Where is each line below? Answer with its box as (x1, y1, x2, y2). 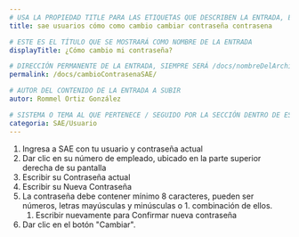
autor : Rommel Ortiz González (9, 94, 122, 103)
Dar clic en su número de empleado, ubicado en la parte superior (21, 152, 262, 163)
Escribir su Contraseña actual (21, 171, 131, 183)
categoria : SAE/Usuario (9, 118, 98, 127)
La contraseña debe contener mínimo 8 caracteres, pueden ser (21, 191, 255, 201)
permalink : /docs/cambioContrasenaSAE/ (9, 70, 158, 79)
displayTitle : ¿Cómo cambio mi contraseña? (9, 45, 174, 54)
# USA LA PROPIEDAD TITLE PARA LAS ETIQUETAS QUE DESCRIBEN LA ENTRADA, (9, 12, 285, 22)
